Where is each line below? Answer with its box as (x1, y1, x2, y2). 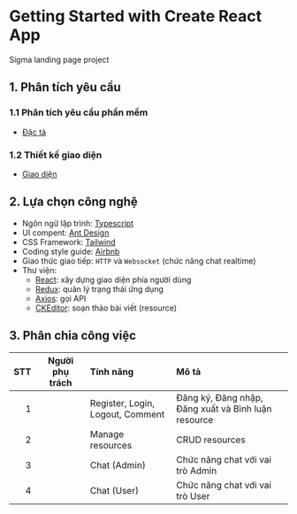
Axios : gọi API (34, 293, 87, 303)
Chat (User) (89, 484, 140, 496)
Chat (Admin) (89, 458, 146, 471)
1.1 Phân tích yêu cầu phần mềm (9, 106, 148, 119)
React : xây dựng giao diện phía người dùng (34, 274, 192, 285)
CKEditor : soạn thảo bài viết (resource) (34, 303, 178, 313)
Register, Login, (89, 396, 155, 409)
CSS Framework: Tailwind (21, 236, 117, 247)
